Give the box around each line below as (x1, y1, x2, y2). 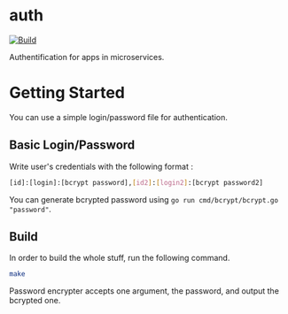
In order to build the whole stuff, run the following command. (9, 253, 230, 264)
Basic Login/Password (9, 138, 136, 153)
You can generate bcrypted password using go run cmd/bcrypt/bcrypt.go (9, 194, 279, 204)
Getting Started (9, 83, 126, 103)
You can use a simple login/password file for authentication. (9, 111, 228, 122)
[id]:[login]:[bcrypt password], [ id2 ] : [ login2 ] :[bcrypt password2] (9, 178, 264, 187)
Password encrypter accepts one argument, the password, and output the (9, 286, 279, 296)
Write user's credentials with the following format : (9, 161, 193, 172)
